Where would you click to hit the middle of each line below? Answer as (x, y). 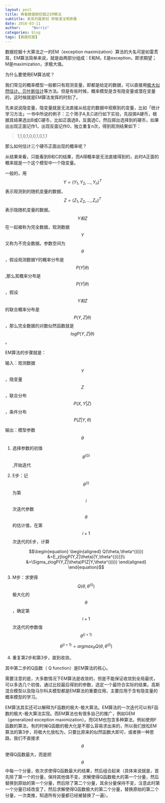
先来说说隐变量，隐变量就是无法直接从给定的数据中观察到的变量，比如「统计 (82, 108)
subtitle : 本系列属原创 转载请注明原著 (41, 19)
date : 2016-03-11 (23, 23)
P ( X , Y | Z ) (82, 403)
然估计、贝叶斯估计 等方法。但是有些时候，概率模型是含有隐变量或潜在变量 (80, 91)
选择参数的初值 (27, 448)
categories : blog (23, 32)
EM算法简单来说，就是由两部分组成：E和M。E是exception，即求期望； (85, 58)
